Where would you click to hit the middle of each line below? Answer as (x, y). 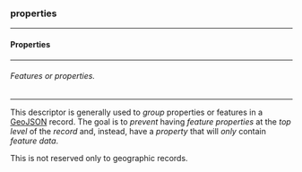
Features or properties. (52, 76)
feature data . (35, 141)
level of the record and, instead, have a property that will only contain (138, 131)
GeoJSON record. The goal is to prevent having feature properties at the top (151, 121)
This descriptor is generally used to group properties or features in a (137, 112)
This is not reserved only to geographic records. (99, 158)
